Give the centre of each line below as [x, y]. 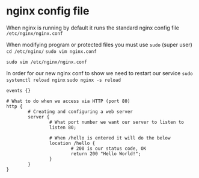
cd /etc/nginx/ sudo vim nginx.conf [52, 51]
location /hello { [72, 143]
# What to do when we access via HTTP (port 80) [68, 101]
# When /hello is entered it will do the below [110, 138]
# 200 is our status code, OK [109, 149]
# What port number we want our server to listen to [117, 122]
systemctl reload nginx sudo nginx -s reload [64, 80]
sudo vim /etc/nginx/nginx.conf [47, 62]
